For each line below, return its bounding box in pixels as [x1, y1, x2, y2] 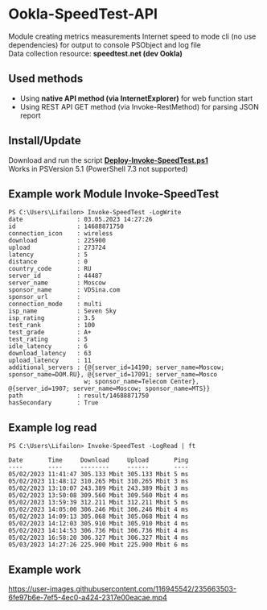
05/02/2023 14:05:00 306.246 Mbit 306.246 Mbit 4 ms [8, 505, 189, 514]
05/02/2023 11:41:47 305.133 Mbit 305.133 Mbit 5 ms [8, 471, 189, 479]
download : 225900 [8, 237, 106, 245]
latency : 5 [8, 251, 88, 259]
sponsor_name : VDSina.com [8, 286, 121, 294]
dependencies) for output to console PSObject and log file [8, 39, 201, 49]
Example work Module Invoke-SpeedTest [8, 187, 220, 201]
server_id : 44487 [8, 272, 103, 280]
